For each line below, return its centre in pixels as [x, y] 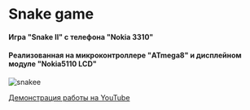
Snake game [51, 14]
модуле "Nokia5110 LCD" [53, 64]
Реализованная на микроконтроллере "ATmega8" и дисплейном [125, 55]
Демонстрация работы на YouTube [69, 97]
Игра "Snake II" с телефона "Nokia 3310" [81, 36]
